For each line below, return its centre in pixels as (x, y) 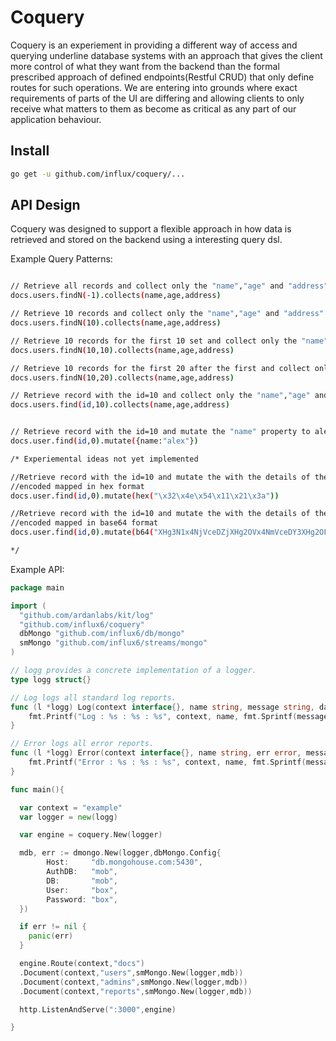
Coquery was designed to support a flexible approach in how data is (151, 229)
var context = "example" (71, 807)
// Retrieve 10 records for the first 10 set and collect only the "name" (169, 341)
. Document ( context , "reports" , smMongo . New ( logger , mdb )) (136, 991)
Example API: (37, 569)
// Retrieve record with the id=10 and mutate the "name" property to (160, 432)
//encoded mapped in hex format (77, 486)
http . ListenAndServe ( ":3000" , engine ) (98, 1009)
